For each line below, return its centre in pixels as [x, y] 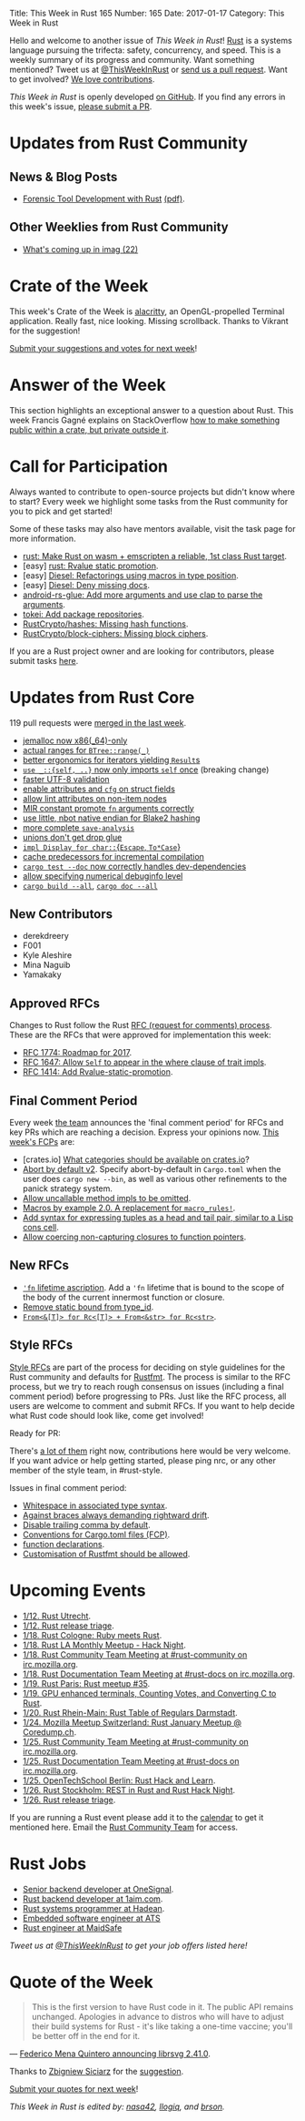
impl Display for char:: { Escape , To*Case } [102, 847]
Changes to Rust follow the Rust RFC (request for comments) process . [141, 1025]
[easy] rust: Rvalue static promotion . [90, 566]
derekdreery [46, 936]
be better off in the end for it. [86, 2036]
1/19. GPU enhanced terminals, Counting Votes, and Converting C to [149, 1693]
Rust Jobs [48, 1864]
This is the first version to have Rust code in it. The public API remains [162, 2007]
